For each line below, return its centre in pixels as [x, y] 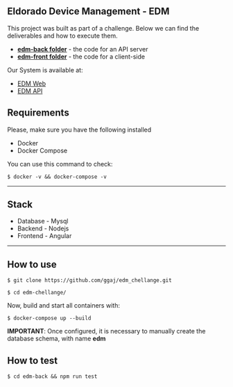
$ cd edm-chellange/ [37, 293]
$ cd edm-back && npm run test [52, 377]
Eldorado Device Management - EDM [88, 11]
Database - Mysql [43, 221]
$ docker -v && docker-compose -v [57, 177]
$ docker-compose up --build [49, 318]
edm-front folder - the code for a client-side [81, 56]
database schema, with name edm [57, 339]
